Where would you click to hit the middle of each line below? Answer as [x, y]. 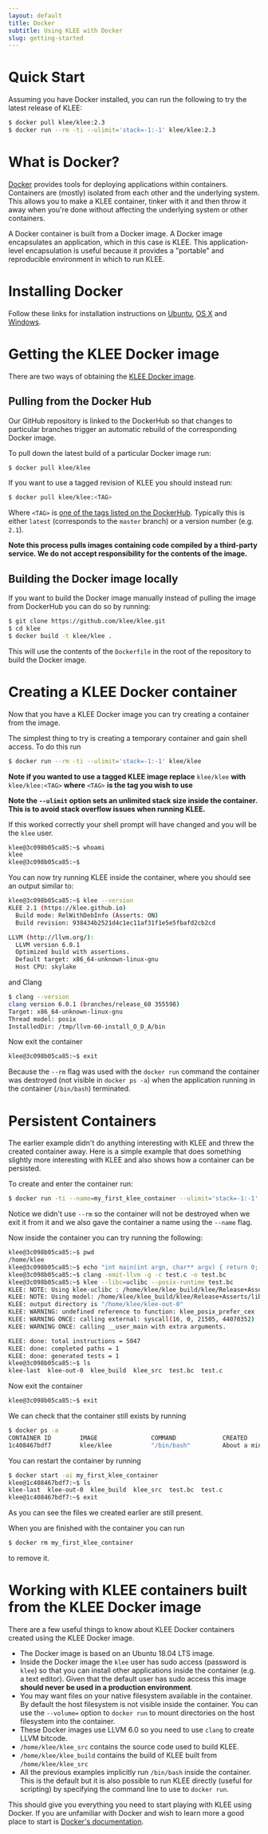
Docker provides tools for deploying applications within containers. [118, 184]
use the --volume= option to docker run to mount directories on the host [137, 1713]
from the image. [35, 723]
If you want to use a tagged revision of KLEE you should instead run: [120, 483]
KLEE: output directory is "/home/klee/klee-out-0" [96, 1305]
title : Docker [32, 23]
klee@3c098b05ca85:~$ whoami [57, 847]
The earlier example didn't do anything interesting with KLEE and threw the [131, 1143]
